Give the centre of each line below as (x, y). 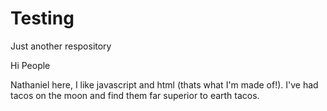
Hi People (30, 65)
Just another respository (61, 46)
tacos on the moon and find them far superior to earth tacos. (135, 95)
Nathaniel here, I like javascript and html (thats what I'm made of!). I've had (164, 84)
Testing (42, 18)
